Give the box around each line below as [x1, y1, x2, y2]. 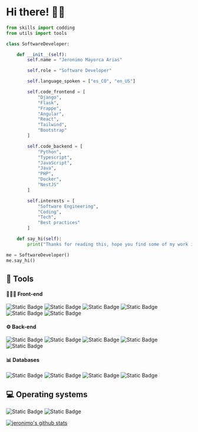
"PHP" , [37, 171, 54, 177]
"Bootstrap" [37, 127, 67, 133]
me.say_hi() [6, 258, 35, 263]
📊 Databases [6, 356, 40, 363]
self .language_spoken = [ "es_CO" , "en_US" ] [27, 78, 136, 84]
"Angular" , [37, 111, 65, 117]
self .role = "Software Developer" [27, 68, 112, 74]
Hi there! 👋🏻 [6, 5, 65, 19]
